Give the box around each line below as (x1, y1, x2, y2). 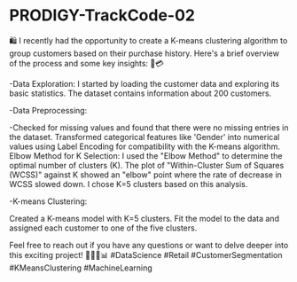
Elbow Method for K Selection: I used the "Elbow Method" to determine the (9, 150, 283, 161)
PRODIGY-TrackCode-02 (9, 5, 195, 26)
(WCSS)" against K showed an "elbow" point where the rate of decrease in (9, 169, 282, 180)
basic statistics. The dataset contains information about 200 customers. (9, 88, 272, 98)
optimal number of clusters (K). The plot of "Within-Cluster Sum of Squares (9, 160, 285, 170)
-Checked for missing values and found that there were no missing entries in (9, 121, 289, 133)
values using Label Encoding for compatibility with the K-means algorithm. (9, 141, 281, 152)
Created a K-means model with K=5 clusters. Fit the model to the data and (9, 213, 279, 223)
